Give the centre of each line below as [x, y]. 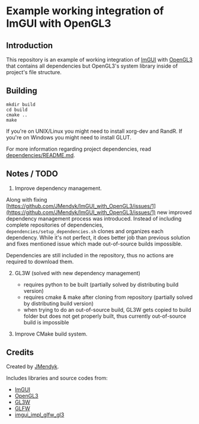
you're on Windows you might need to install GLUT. [69, 137]
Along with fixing [27, 199]
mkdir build [21, 104]
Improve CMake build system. [51, 334]
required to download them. [40, 262]
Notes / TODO [32, 174]
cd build [17, 110]
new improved [174, 212]
